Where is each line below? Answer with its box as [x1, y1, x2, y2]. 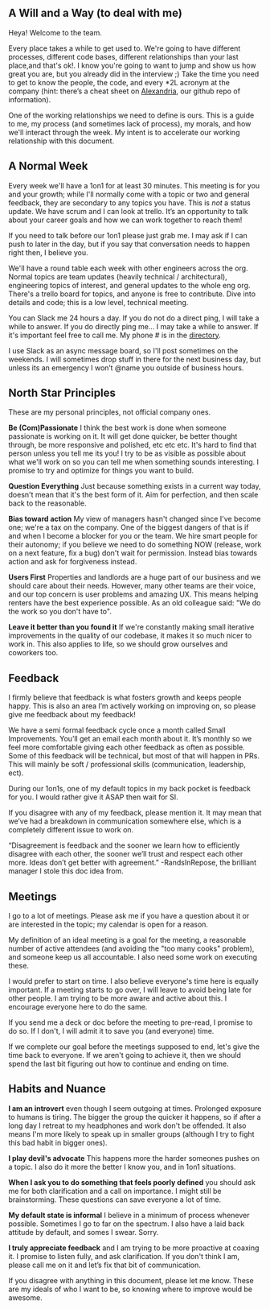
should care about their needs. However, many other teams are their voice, [8, 581, 256, 591]
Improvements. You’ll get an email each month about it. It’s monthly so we [8, 734, 252, 744]
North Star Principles [8, 386, 117, 400]
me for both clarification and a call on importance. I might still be [8, 1186, 223, 1195]
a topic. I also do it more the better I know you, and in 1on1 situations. [8, 1162, 236, 1171]
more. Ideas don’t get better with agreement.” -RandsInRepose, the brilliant [8, 857, 257, 868]
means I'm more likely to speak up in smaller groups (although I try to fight [8, 1129, 255, 1138]
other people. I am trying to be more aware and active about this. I [8, 993, 227, 1003]
